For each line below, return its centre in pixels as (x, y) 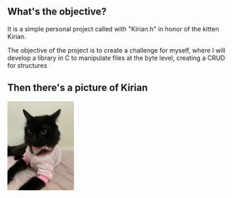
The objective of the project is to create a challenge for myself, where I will (116, 50)
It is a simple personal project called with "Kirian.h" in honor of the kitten (113, 28)
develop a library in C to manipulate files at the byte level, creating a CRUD (116, 58)
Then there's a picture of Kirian (78, 88)
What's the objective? (57, 12)
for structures (27, 65)
